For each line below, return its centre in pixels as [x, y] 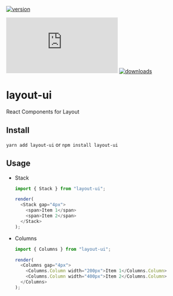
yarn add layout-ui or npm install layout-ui [62, 144]
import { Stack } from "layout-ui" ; [60, 188]
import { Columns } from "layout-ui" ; [63, 249]
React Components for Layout [43, 111]
